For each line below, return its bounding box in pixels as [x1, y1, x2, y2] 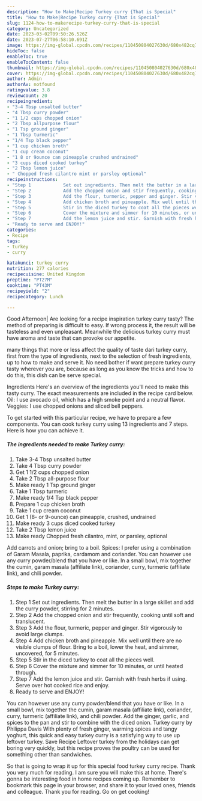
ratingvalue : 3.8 [7, 87, 50, 93]
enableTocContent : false [7, 59, 69, 65]
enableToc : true [7, 54, 47, 60]
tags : [7, 238, 20, 244]
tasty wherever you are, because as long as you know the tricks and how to [7, 365, 194, 373]
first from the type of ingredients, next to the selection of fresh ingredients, [7, 352, 192, 360]
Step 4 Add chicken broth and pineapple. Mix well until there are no [15, 637, 182, 644]
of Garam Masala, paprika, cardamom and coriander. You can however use [7, 551, 192, 558]
